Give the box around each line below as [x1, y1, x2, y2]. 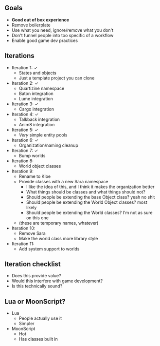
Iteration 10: [11, 225, 36, 231]
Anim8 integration [18, 121, 55, 127]
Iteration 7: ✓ [11, 147, 38, 153]
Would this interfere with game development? [11, 278, 103, 284]
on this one [26, 214, 49, 221]
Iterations [4, 52, 35, 60]
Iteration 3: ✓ [11, 101, 39, 107]
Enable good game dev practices [11, 38, 78, 43]
